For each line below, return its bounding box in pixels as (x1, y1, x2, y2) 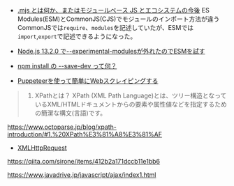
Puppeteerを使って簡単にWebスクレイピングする (17, 77, 159, 85)
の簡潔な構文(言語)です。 (34, 109, 107, 117)
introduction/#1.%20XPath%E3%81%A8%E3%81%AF (7, 130, 163, 138)
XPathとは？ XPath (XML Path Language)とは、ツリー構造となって (34, 91, 227, 100)
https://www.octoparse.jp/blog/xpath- (7, 123, 117, 131)
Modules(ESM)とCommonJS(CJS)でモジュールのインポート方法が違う (17, 15, 220, 23)
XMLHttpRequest (17, 144, 68, 152)
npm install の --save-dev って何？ (17, 62, 117, 70)
